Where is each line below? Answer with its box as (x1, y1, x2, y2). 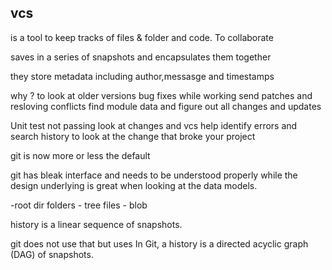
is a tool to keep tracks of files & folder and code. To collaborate (10, 31, 274, 43)
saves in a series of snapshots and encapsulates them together (10, 51, 272, 63)
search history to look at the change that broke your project (10, 130, 256, 142)
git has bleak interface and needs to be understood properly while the (10, 169, 298, 181)
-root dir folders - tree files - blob (10, 199, 148, 211)
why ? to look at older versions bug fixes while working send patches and (10, 89, 313, 101)
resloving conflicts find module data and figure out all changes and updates (10, 100, 322, 112)
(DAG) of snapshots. (10, 248, 94, 260)
